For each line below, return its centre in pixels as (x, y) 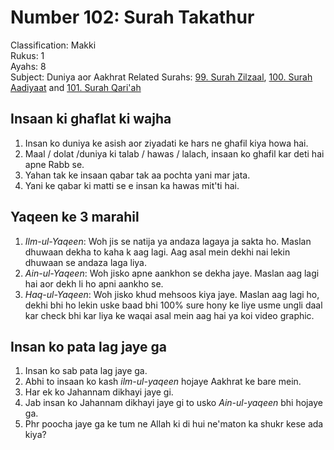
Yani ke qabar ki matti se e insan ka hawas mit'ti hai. (132, 185)
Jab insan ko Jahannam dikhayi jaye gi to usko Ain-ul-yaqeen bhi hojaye (173, 403)
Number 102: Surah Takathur (132, 17)
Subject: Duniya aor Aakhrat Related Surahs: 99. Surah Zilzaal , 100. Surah (161, 77)
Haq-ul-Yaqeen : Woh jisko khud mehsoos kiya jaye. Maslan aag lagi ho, (172, 294)
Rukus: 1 (27, 55)
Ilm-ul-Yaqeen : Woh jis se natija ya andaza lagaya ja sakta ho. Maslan (168, 241)
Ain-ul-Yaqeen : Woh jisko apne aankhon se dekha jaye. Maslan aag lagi (172, 273)
